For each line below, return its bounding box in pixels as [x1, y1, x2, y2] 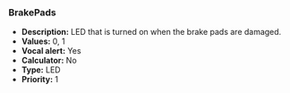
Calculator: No [21, 55, 77, 66]
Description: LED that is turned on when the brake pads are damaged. [21, 27, 282, 38]
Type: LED [21, 64, 61, 75]
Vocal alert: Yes [21, 46, 81, 56]
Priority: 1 [21, 74, 59, 85]
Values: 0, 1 [21, 36, 66, 46]
